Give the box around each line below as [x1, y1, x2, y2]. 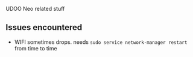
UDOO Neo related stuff [5, 5, 65, 12]
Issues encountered [5, 22, 83, 32]
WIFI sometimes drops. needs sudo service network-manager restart [14, 38, 188, 46]
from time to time [14, 44, 58, 52]
